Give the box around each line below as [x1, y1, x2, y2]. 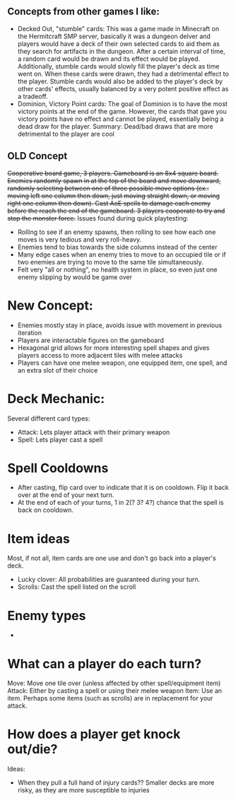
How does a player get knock [7, 726, 181, 742]
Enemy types [7, 607, 86, 624]
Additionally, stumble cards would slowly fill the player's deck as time [17, 62, 220, 70]
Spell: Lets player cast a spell [17, 435, 103, 444]
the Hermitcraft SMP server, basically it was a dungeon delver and [17, 32, 211, 40]
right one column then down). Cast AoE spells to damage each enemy [7, 199, 211, 207]
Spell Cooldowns [7, 460, 109, 476]
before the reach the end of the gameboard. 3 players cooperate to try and [7, 206, 225, 215]
